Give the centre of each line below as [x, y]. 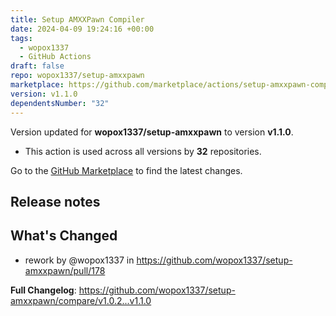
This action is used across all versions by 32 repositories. [143, 151]
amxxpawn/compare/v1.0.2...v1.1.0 [81, 300]
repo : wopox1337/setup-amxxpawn [77, 76]
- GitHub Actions [55, 57]
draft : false [37, 66]
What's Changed [64, 236]
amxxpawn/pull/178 [65, 270]
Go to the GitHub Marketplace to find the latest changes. [126, 170]
